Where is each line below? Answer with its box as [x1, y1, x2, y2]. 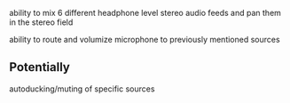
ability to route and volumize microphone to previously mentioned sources [9, 35, 281, 44]
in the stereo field [9, 17, 74, 28]
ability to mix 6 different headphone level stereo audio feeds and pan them [9, 8, 282, 18]
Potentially [9, 59, 71, 75]
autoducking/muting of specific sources [9, 83, 155, 94]
